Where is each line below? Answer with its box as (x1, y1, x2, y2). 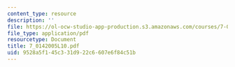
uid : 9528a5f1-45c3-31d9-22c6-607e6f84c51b (7, 50, 136, 57)
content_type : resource (7, 10, 77, 17)
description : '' (7, 17, 55, 24)
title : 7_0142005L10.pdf (7, 43, 80, 50)
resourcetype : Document (7, 36, 77, 43)
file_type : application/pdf (7, 29, 90, 37)
